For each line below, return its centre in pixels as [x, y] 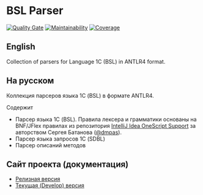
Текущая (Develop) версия [50, 186]
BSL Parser [35, 11]
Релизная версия [38, 179]
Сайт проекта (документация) [68, 164]
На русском [30, 81]
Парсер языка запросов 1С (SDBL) [60, 139]
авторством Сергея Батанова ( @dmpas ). [68, 132]
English [21, 47]
